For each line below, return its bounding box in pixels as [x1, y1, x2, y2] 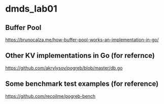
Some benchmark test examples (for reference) [5, 80, 159, 88]
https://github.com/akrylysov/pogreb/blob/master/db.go [5, 64, 123, 71]
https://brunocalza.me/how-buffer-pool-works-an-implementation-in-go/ [5, 37, 159, 43]
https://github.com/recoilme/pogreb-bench [5, 93, 95, 99]
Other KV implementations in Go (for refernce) [5, 51, 155, 60]
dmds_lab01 [5, 3, 57, 15]
